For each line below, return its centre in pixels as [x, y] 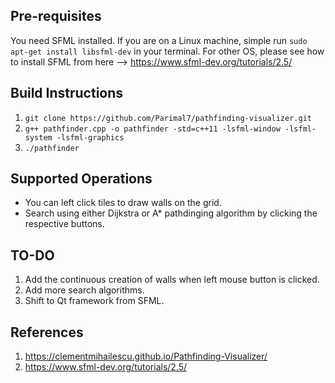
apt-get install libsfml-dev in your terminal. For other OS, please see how [167, 51]
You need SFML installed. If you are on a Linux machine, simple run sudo [159, 40]
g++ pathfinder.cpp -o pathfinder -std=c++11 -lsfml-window [152, 129]
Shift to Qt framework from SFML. [94, 301]
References [47, 332]
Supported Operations [81, 179]
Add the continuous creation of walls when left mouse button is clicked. [172, 280]
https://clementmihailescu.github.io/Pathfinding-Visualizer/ [146, 356]
